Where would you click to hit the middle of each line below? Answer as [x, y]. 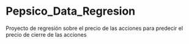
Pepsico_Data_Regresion [71, 11]
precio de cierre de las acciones [46, 34]
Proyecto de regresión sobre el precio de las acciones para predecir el [94, 28]
